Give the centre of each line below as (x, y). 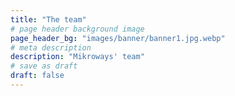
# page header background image (77, 29)
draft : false (37, 76)
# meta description (51, 47)
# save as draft (44, 66)
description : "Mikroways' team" (77, 57)
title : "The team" (48, 19)
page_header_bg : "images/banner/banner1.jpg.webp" (118, 38)
